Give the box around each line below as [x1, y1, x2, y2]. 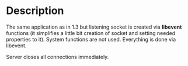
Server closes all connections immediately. [6, 53, 109, 60]
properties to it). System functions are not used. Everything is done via [6, 36, 176, 43]
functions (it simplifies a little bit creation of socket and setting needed [6, 29, 176, 36]
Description [6, 4, 64, 18]
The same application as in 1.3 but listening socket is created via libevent [6, 23, 182, 30]
